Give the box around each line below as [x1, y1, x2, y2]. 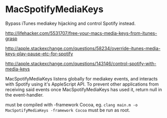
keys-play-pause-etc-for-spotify [5, 51, 73, 57]
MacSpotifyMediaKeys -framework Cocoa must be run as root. [5, 107, 131, 113]
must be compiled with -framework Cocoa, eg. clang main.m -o [5, 101, 138, 107]
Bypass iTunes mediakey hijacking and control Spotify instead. [5, 20, 136, 26]
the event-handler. [5, 92, 44, 98]
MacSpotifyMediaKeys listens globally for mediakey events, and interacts [5, 75, 158, 82]
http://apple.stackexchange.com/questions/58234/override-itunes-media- [5, 45, 161, 51]
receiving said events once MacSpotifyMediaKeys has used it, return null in [5, 86, 162, 92]
